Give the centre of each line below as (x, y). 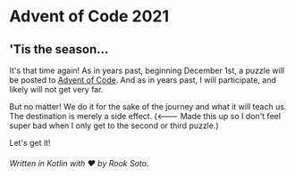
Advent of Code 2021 (89, 16)
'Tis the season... (59, 49)
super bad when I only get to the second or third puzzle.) (114, 125)
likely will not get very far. (56, 89)
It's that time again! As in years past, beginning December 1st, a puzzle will (147, 70)
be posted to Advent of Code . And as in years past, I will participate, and (143, 80)
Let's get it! (30, 143)
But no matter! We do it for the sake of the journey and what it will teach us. (148, 107)
